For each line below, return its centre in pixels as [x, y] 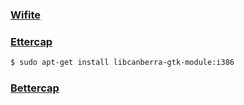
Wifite [26, 15]
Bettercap [35, 88]
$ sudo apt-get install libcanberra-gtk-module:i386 [122, 63]
